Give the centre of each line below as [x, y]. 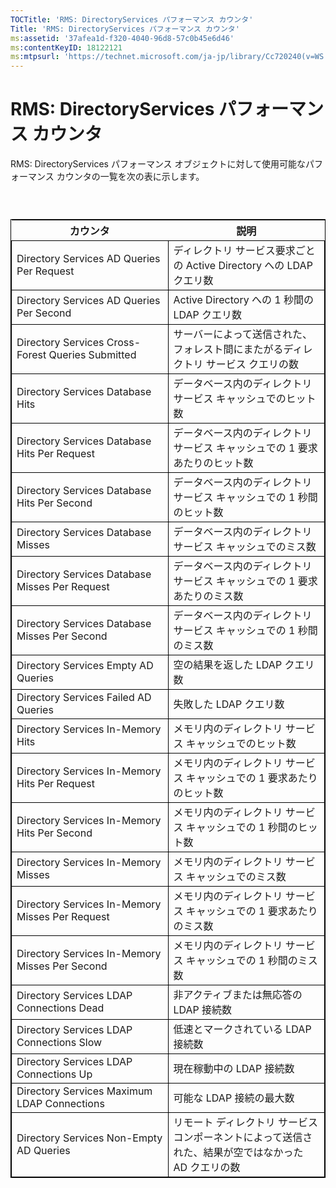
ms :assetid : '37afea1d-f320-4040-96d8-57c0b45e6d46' [122, 38]
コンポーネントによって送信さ [243, 1138]
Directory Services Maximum [84, 1091]
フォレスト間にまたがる [228, 349]
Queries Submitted [92, 355]
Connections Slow [59, 1043]
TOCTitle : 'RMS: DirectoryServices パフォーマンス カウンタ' [132, 19]
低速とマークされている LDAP [242, 1029]
